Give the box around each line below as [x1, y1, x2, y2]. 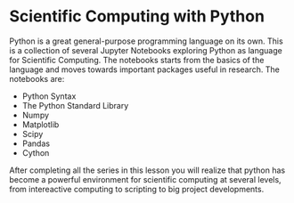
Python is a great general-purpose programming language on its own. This [9, 36, 283, 46]
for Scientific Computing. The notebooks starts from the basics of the [9, 54, 265, 65]
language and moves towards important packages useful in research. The [9, 64, 281, 75]
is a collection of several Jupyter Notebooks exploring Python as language [9, 45, 282, 55]
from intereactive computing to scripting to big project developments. [9, 183, 265, 194]
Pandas [21, 138, 51, 149]
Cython [21, 147, 50, 158]
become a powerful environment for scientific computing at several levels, [9, 174, 282, 184]
